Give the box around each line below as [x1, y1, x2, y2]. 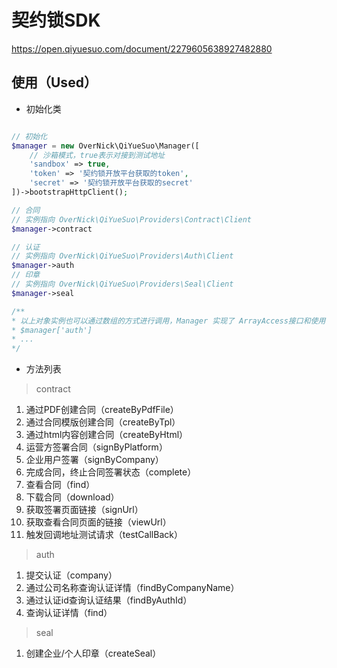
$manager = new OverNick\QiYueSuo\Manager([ [11, 141, 200, 151]
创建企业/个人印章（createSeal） [25, 647, 162, 660]
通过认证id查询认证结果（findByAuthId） [25, 594, 193, 606]
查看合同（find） [25, 479, 96, 491]
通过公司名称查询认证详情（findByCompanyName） [25, 582, 240, 594]
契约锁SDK [11, 9, 101, 32]
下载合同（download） [25, 491, 120, 503]
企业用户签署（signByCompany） [25, 454, 164, 466]
